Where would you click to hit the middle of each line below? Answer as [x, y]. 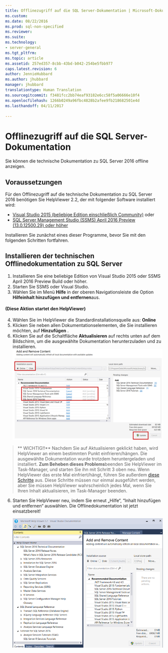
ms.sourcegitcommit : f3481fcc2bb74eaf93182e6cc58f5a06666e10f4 [72, 95]
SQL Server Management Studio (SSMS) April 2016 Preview [74, 220]
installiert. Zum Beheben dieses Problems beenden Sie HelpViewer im [89, 464]
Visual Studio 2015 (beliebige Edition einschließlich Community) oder [83, 215]
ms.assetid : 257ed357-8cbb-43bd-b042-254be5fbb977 [59, 63]
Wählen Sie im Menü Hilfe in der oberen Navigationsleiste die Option [83, 292]
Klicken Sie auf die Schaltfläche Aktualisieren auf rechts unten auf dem [86, 336]
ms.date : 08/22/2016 [27, 21]
